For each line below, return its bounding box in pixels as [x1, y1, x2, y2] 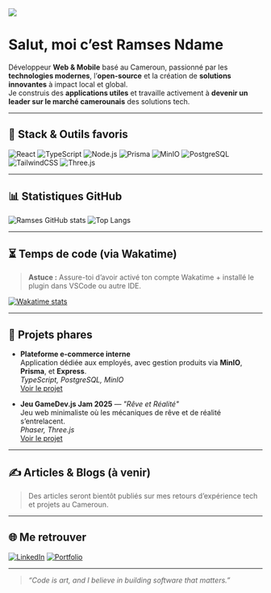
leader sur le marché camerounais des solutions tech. [8, 96, 190, 106]
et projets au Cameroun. [27, 500, 109, 509]
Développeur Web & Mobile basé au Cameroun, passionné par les [8, 62, 228, 72]
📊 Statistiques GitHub [8, 190, 123, 204]
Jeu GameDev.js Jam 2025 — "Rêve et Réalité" [19, 399, 180, 409]
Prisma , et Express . [19, 367, 87, 376]
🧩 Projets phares [8, 327, 93, 342]
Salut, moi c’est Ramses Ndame [8, 36, 224, 54]
